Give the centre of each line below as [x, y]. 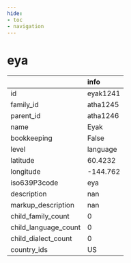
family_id [25, 105]
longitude [26, 172]
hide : [15, 13]
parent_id [26, 116]
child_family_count [40, 216]
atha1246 [103, 116]
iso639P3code [34, 183]
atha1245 [103, 105]
